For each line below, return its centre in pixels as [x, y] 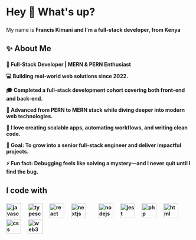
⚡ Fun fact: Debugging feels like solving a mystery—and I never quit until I [98, 164]
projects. [17, 152]
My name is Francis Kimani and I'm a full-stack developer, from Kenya [94, 30]
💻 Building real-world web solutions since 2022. [67, 76]
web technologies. [30, 116]
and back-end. [24, 99]
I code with [27, 190]
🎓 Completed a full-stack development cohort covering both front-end [96, 90]
